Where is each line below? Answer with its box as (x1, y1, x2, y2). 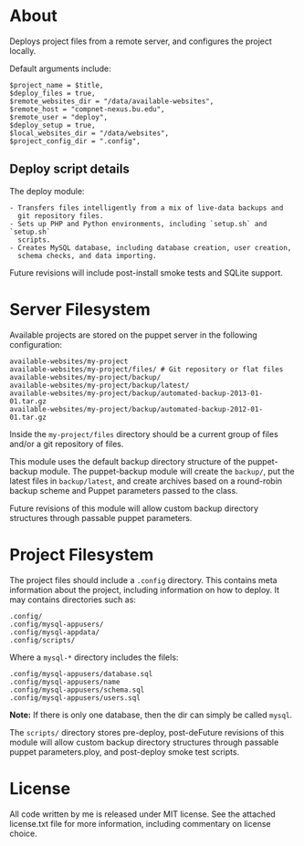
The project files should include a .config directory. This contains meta (9, 574, 278, 585)
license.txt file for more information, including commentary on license (9, 818, 271, 829)
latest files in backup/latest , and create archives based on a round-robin (9, 475, 283, 486)
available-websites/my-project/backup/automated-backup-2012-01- (9, 404, 263, 413)
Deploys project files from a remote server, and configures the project (9, 36, 272, 47)
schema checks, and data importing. (17, 251, 157, 260)
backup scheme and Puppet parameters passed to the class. (9, 485, 239, 496)
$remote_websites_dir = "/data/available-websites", (9, 97, 215, 106)
